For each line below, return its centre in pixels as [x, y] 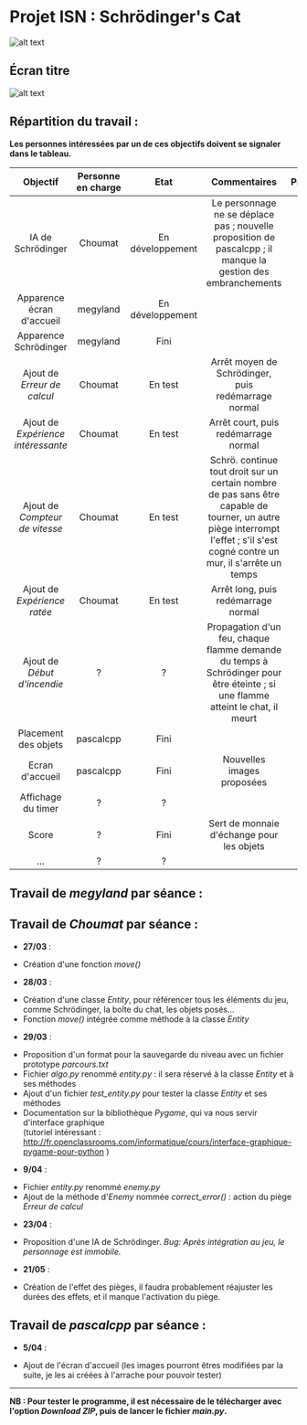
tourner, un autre [244, 516]
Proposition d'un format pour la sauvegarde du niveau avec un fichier [153, 1054]
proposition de [244, 237]
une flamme [244, 695]
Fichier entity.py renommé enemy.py [91, 1186]
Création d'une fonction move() [82, 964]
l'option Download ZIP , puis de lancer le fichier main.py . [118, 1410]
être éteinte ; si [244, 684]
